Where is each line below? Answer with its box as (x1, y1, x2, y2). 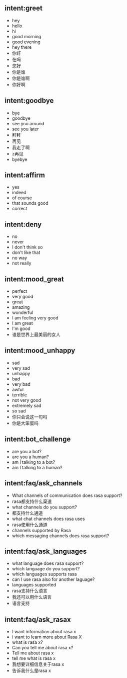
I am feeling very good (11, 315, 58, 321)
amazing (11, 304, 30, 310)
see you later (11, 126, 39, 132)
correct (11, 206, 27, 212)
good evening (11, 39, 40, 45)
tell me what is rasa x (11, 655, 56, 661)
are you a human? (11, 454, 49, 460)
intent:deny (4, 220, 42, 228)
